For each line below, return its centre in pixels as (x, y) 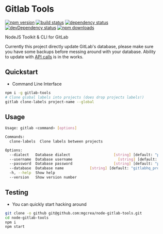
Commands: (15, 137)
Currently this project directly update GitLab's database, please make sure (79, 46)
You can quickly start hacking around (49, 204)
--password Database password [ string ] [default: (81, 164)
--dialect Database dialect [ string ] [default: (81, 155)
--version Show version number (43, 178)
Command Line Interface (37, 84)
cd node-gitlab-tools (27, 217)
